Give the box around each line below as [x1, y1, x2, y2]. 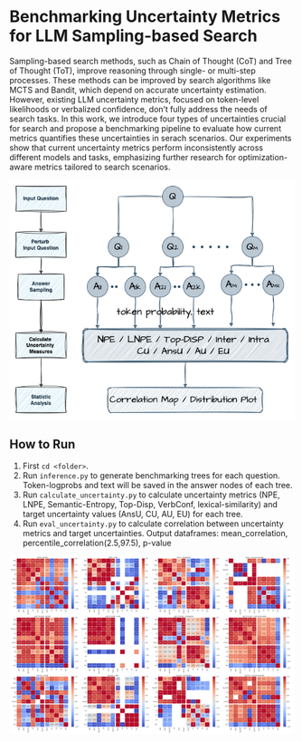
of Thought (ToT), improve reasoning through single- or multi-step [9, 65, 256, 76]
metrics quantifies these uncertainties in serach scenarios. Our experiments [9, 132, 292, 143]
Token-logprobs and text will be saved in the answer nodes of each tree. [22, 480, 293, 491]
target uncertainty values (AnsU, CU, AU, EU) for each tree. [22, 509, 243, 520]
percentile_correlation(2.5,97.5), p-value [22, 537, 172, 549]
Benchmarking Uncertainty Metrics [9, 6, 281, 27]
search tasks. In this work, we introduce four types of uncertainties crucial [9, 113, 287, 124]
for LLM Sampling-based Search [9, 25, 258, 46]
